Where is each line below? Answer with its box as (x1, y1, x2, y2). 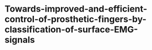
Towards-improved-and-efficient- (4, 3, 148, 15)
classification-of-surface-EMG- (4, 24, 138, 35)
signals (4, 34, 35, 46)
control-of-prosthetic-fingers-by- (4, 14, 147, 25)
